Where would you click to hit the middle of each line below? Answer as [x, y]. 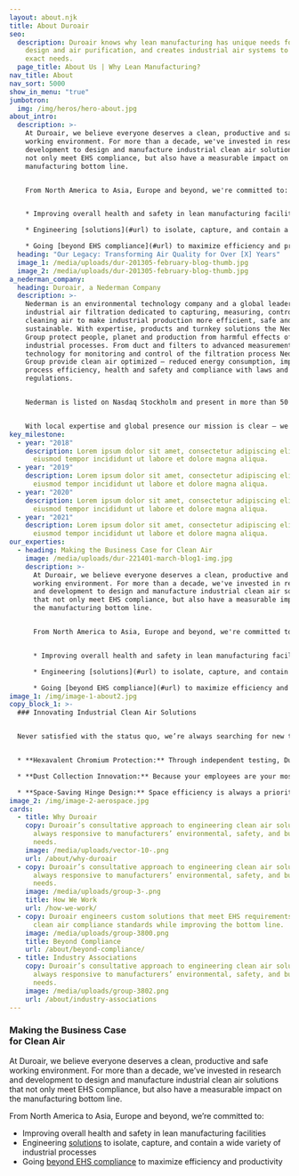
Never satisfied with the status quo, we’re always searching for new [151, 737]
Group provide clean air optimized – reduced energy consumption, [151, 362]
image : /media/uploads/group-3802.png [97, 991]
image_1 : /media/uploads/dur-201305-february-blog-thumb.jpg [133, 262]
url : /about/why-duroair [71, 858]
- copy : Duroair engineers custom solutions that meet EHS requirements [155, 916]
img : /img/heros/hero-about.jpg [77, 109]
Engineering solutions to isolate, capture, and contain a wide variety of [152, 1142]
